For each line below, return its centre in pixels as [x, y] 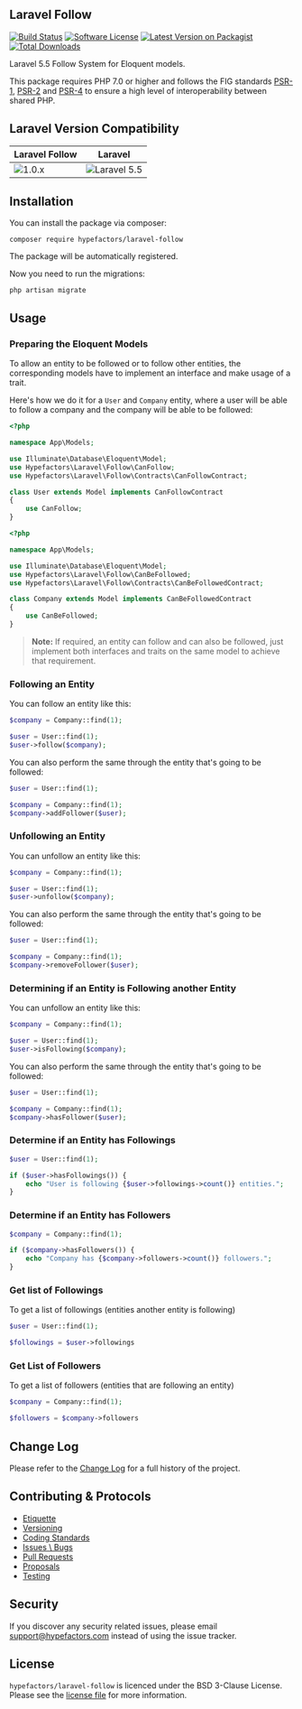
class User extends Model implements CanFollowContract [116, 492]
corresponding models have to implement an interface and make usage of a [150, 373]
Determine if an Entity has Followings [92, 1140]
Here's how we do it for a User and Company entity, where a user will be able [149, 400]
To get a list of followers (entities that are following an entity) [122, 1386]
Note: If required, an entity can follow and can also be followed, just [157, 641]
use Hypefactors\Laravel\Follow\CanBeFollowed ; [101, 574]
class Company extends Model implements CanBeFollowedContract [131, 599]
